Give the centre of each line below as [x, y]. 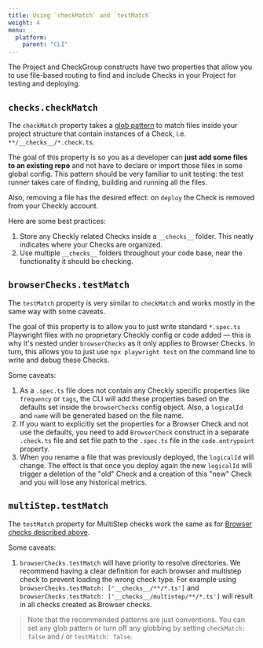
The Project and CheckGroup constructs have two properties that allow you [130, 67]
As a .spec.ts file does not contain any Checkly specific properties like [134, 390]
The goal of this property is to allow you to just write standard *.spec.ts [124, 326]
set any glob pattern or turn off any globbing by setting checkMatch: [136, 628]
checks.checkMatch [53, 107]
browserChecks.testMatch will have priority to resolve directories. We [130, 562]
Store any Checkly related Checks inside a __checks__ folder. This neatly [136, 236]
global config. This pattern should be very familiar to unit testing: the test [126, 174]
